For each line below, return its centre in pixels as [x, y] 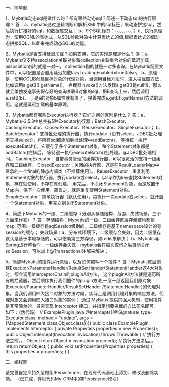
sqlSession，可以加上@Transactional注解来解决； [57, 251]
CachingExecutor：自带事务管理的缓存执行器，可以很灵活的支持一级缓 [88, 159]
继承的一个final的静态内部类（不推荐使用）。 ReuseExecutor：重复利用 [78, 171]
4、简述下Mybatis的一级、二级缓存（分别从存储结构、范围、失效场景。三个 [83, 213]
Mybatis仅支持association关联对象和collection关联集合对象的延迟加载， [79, 60]
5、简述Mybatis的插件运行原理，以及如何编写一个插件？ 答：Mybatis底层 [81, 262]
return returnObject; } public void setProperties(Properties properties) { [79, 346]
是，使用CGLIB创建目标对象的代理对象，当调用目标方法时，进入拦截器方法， [84, 79]
